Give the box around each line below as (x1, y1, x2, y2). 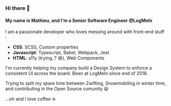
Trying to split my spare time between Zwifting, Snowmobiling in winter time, (5, 80, 166, 87)
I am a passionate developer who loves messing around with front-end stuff (5, 29, 165, 35)
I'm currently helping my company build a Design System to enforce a (5, 65, 152, 71)
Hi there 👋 (5, 5, 31, 12)
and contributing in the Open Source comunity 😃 (5, 86, 109, 92)
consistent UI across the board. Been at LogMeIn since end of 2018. (5, 70, 148, 76)
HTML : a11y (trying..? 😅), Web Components (12, 55, 105, 61)
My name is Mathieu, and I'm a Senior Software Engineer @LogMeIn (5, 17, 153, 24)
